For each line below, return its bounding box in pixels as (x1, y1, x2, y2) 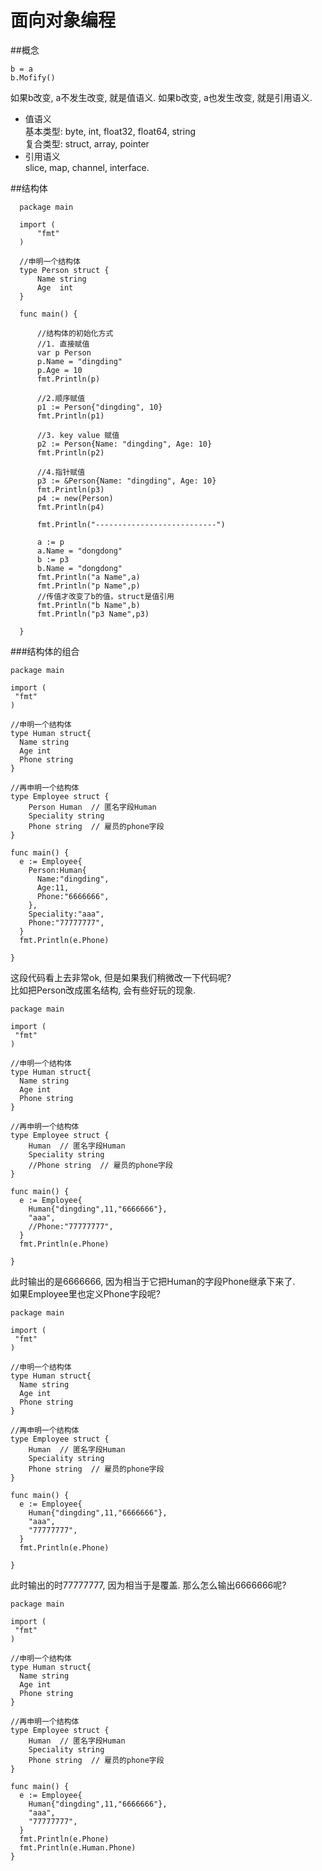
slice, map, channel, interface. (24, 161, 150, 173)
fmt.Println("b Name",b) (36, 600, 141, 610)
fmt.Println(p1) (36, 411, 105, 421)
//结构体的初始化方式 (36, 328, 114, 338)
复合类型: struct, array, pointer (24, 137, 150, 150)
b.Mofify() (10, 72, 56, 83)
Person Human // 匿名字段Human (28, 802, 157, 812)
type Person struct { (19, 265, 110, 275)
